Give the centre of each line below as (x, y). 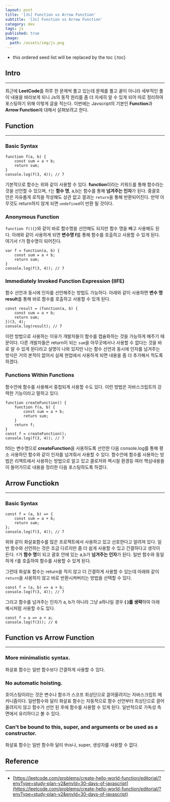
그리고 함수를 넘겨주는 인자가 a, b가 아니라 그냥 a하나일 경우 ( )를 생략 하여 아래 (83, 602)
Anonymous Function (32, 217)
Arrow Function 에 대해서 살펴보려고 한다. (47, 110)
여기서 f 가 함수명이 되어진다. (33, 241)
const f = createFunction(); (36, 434)
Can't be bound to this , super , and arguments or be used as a (81, 727)
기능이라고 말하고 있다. (37, 393)
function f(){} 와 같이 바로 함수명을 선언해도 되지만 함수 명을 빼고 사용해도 (80, 228)
